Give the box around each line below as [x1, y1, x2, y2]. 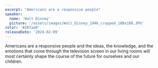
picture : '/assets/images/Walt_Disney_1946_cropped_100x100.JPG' [9, 20, 144, 26]
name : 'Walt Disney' [9, 16, 51, 21]
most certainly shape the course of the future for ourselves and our [5, 53, 140, 59]
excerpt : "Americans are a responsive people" [5, 7, 101, 12]
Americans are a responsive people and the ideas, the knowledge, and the [5, 43, 154, 49]
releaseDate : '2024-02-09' [5, 30, 60, 34]
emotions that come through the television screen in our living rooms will [5, 48, 150, 54]
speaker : [5, 12, 23, 17]
